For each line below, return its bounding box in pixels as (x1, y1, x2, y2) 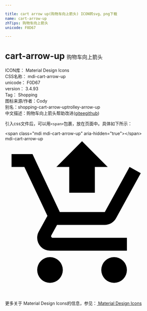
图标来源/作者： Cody (5, 98, 48, 104)
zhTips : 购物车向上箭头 (5, 21, 48, 26)
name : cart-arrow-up (5, 16, 47, 21)
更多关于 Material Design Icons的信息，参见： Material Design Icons (5, 300, 142, 307)
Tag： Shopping (5, 92, 38, 98)
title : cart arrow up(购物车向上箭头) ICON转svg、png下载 (5, 11, 118, 16)
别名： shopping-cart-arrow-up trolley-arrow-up (5, 104, 101, 110)
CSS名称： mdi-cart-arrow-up (5, 74, 66, 79)
